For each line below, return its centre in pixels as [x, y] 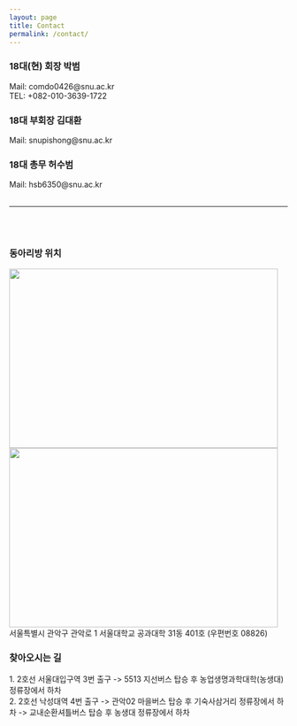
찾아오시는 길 [35, 658]
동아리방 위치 [35, 253]
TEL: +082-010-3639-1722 [58, 96]
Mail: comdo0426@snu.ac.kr [62, 86]
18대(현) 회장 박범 [45, 66]
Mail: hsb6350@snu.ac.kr [56, 185]
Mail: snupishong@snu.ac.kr [61, 140]
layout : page [33, 17]
